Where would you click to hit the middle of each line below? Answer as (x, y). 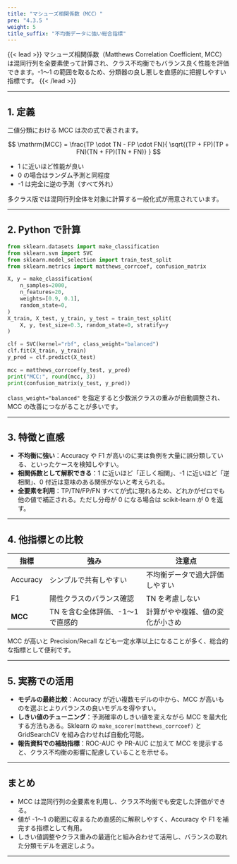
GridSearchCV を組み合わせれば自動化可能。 (83, 734)
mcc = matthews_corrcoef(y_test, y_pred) (69, 370)
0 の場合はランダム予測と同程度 (64, 175)
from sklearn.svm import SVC (50, 253)
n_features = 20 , (42, 292)
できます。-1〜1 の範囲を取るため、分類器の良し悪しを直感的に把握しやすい (117, 72)
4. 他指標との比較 (45, 539)
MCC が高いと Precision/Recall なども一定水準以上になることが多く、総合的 (118, 641)
